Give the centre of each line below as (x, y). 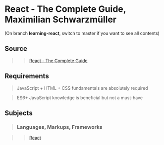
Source (16, 49)
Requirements (27, 76)
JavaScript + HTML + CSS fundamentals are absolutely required (82, 88)
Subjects (19, 113)
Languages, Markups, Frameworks (59, 127)
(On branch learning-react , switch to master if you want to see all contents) (82, 33)
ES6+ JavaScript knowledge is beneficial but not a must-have (80, 98)
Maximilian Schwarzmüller (61, 19)
